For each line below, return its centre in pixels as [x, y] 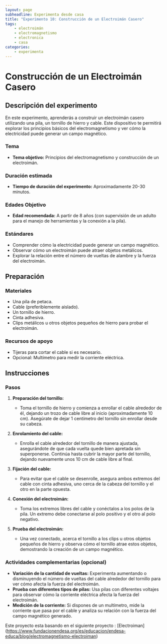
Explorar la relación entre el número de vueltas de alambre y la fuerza [84, 255]
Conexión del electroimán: [40, 499]
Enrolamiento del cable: [37, 434]
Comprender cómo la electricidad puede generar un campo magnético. [86, 245]
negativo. [29, 519]
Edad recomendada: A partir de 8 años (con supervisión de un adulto [84, 216]
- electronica [29, 38]
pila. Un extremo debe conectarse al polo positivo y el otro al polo [88, 514]
